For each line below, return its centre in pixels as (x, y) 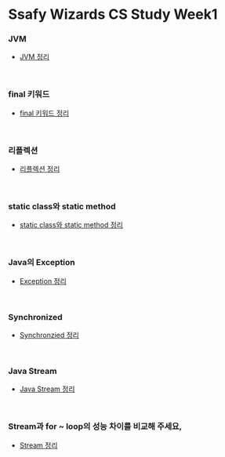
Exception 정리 (43, 281)
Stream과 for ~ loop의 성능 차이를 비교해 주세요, (95, 426)
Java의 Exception (42, 263)
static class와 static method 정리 (71, 225)
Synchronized (35, 317)
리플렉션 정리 (40, 169)
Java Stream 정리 (47, 389)
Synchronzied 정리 (49, 335)
